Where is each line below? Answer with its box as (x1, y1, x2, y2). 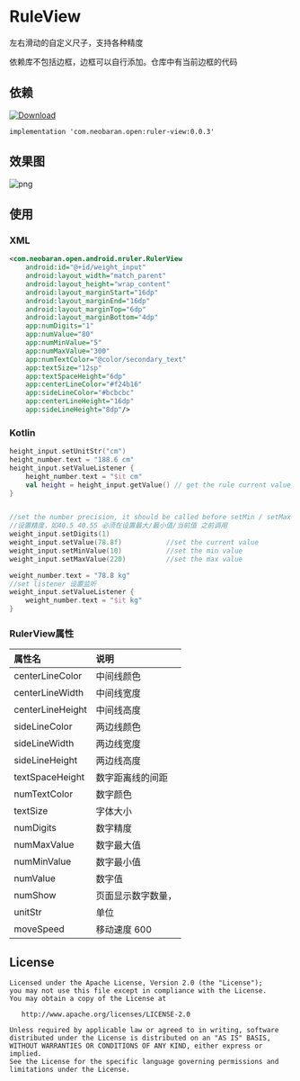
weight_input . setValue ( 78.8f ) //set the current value (9, 538, 259, 547)
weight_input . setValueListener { (9, 588, 135, 597)
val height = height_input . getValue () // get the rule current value (25, 480, 292, 490)
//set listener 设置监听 (9, 579, 97, 589)
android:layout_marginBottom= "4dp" (25, 313, 159, 322)
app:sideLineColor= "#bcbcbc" (25, 389, 135, 398)
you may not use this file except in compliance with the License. (9, 986, 268, 995)
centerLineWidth (13, 687, 84, 699)
